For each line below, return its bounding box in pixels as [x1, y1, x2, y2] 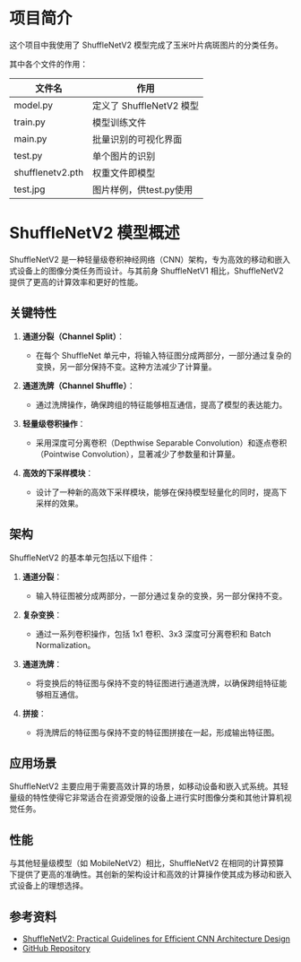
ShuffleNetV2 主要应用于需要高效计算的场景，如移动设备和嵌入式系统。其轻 [9, 781, 289, 792]
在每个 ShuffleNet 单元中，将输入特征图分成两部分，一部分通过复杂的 [35, 350, 292, 360]
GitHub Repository [21, 942, 91, 953]
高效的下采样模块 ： [21, 467, 94, 478]
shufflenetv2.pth [13, 166, 84, 178]
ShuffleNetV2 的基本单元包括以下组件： [9, 552, 156, 563]
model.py [13, 99, 54, 111]
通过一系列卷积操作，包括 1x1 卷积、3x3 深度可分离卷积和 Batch [35, 628, 271, 639]
